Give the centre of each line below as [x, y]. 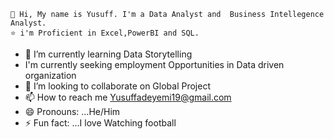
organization [50, 75]
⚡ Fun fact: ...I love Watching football [100, 123]
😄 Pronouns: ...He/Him [72, 111]
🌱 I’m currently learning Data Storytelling [108, 54]
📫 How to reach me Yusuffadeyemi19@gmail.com [128, 97]
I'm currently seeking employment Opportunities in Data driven [154, 64]
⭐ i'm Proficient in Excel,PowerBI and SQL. [105, 33]
